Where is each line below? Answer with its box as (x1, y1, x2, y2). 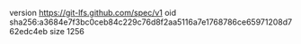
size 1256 (49, 26, 85, 36)
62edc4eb (9, 26, 48, 36)
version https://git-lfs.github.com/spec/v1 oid (9, 8, 177, 18)
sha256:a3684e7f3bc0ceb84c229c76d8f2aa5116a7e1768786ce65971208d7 (9, 17, 293, 27)
